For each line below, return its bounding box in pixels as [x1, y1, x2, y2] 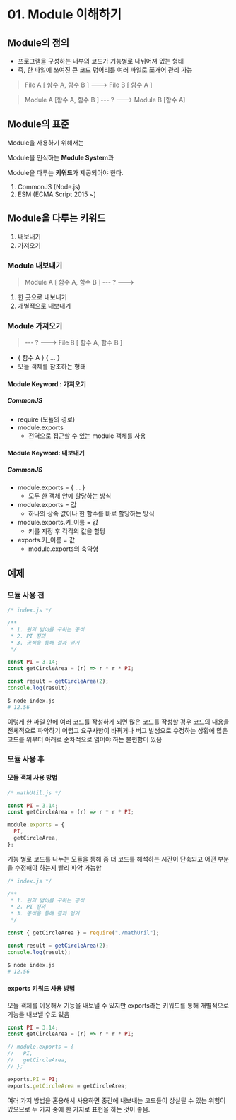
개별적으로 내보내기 [17, 302, 71, 310]
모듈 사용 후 [7, 754, 45, 764]
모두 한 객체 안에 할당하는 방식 [28, 492, 112, 500]
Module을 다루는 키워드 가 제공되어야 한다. [7, 168, 124, 177]
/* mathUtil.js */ [7, 789, 61, 797]
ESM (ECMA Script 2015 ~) [17, 190, 97, 198]
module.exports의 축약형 [28, 544, 99, 553]
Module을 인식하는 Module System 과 [7, 153, 114, 162]
